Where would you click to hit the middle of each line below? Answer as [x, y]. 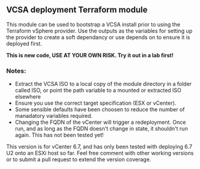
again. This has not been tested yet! [59, 135]
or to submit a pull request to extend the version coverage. [79, 159]
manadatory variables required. [54, 116]
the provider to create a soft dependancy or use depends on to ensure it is [98, 37]
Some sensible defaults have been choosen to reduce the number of [100, 109]
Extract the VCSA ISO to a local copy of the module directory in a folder [103, 84]
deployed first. [24, 43]
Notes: [16, 70]
